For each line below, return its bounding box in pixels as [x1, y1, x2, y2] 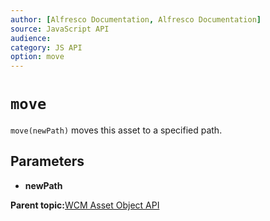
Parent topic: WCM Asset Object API [10, 199, 160, 211]
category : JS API [10, 42, 83, 53]
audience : [10, 33, 52, 43]
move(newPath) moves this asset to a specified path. [10, 124, 223, 136]
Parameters [10, 153, 85, 170]
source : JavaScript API [10, 24, 110, 34]
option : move [10, 52, 65, 62]
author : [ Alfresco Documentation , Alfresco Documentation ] [10, 14, 262, 25]
